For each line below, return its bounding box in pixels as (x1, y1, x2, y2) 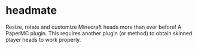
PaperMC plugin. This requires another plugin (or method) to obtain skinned (5, 29, 193, 36)
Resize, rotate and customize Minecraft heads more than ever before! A (5, 23, 182, 30)
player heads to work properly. (5, 36, 81, 43)
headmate (5, 4, 57, 17)
